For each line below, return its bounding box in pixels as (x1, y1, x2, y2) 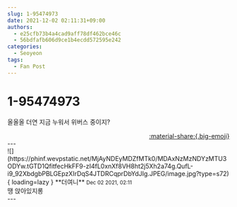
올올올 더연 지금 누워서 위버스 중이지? (7, 117, 111, 126)
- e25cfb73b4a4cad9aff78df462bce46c (13, 30, 121, 37)
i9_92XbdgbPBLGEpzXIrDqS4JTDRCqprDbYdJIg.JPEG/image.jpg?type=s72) (7, 169, 229, 177)
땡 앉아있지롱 (7, 187, 44, 195)
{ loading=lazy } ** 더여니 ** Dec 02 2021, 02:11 (7, 177, 133, 186)
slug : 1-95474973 (7, 10, 59, 18)
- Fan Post (13, 63, 46, 70)
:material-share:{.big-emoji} (149, 131, 230, 140)
